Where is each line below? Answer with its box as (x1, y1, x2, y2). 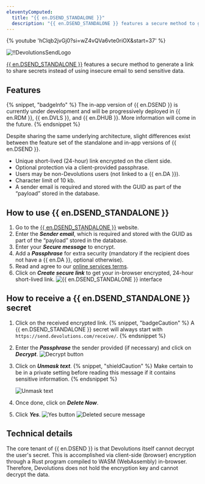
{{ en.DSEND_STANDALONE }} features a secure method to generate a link (6, 61, 194, 68)
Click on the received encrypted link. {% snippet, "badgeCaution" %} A (15, 319, 195, 326)
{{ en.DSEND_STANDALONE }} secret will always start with (15, 325, 163, 333)
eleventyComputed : (6, 9, 53, 15)
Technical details (6, 428, 73, 439)
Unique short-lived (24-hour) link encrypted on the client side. (15, 157, 172, 165)
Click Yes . (15, 411, 41, 418)
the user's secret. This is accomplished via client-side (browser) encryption (6, 451, 196, 458)
